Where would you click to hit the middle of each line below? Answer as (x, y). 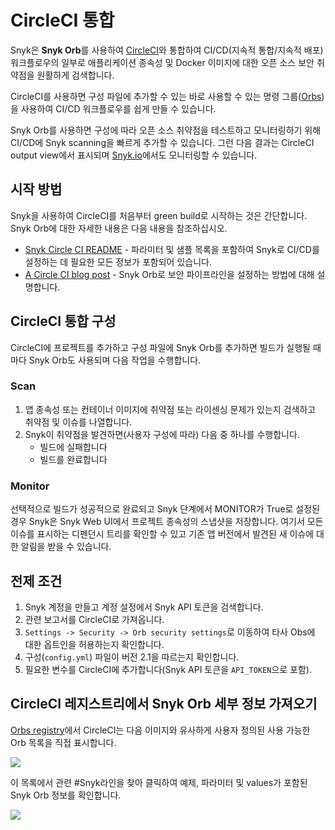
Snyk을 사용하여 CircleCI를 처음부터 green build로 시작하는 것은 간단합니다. (159, 215)
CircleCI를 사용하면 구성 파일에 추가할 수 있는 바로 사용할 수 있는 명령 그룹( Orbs (166, 96)
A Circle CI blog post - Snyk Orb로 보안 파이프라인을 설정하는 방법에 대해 (169, 274)
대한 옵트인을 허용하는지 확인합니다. (94, 644)
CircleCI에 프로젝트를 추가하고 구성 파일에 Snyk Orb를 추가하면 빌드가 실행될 (160, 347)
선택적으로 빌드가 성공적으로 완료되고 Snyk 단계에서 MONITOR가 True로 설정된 (165, 509)
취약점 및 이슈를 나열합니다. (78, 422)
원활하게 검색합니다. (75, 75)
